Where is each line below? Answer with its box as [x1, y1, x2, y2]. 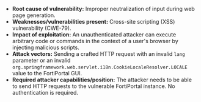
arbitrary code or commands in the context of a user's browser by [12, 38, 178, 44]
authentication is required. [12, 89, 78, 96]
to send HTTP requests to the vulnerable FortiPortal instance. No [12, 83, 175, 90]
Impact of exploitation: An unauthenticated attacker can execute [12, 31, 177, 38]
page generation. [12, 12, 56, 19]
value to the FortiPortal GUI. [12, 70, 82, 76]
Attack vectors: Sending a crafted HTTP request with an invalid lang [12, 50, 185, 57]
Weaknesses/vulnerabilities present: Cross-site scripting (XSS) [12, 18, 175, 25]
